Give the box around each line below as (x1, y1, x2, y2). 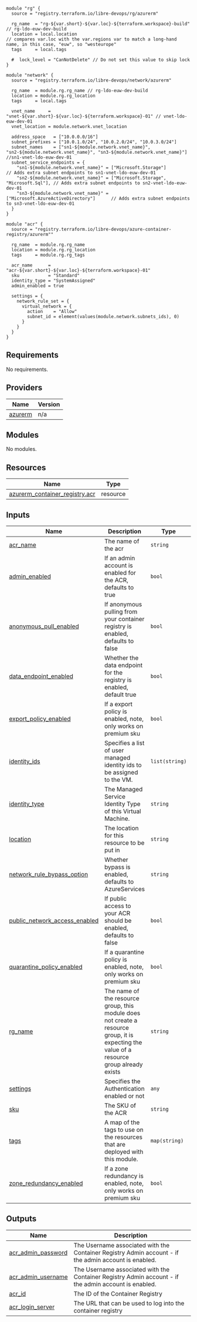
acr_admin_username (9, 1273, 69, 1281)
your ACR (104, 909, 131, 918)
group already (104, 1060, 143, 1068)
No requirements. (6, 366, 49, 373)
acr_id (9, 1289, 26, 1297)
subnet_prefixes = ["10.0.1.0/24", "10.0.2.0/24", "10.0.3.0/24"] (11, 139, 177, 145)
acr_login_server (9, 1303, 55, 1311)
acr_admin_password (9, 1248, 68, 1256)
